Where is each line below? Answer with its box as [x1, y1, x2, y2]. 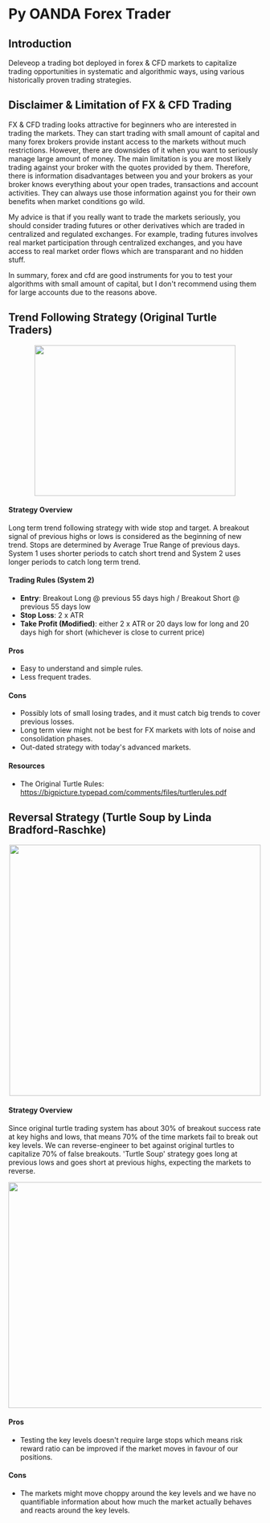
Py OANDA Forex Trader [8, 5, 171, 23]
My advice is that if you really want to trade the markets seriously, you [8, 212, 241, 222]
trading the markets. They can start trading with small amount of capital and [8, 128, 260, 137]
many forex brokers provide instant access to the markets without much [8, 137, 247, 146]
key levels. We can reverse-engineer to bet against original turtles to [8, 1140, 235, 1149]
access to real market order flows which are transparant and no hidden [8, 246, 243, 255]
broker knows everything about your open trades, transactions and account [8, 179, 259, 189]
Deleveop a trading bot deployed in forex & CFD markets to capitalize [8, 58, 237, 67]
